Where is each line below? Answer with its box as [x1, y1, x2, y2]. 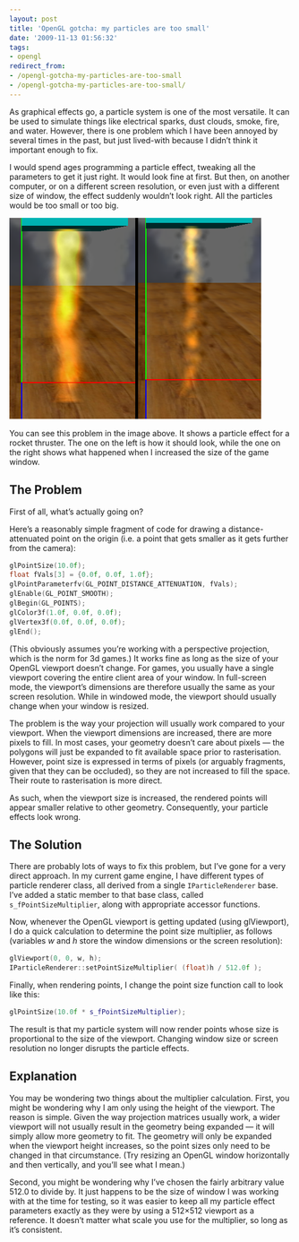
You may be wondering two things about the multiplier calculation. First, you [9, 1092, 290, 1103]
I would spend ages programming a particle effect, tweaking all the [9, 161, 256, 172]
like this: [9, 989, 40, 1000]
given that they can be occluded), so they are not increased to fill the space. [9, 765, 291, 776]
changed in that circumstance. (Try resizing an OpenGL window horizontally [9, 1150, 290, 1160]
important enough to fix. [9, 144, 98, 155]
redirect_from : [9, 62, 66, 71]
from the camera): [9, 542, 76, 553]
